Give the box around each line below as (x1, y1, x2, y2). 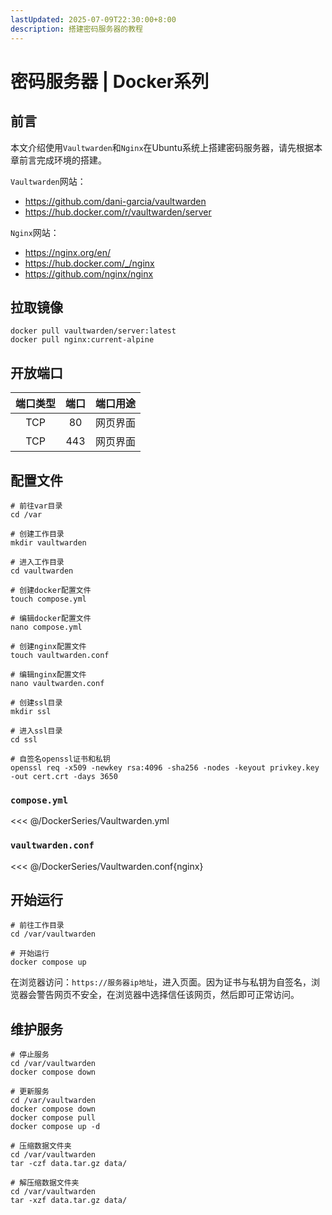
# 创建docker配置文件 (10, 585, 92, 595)
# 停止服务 (10, 1050, 50, 1060)
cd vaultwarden (10, 566, 74, 576)
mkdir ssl (10, 706, 52, 716)
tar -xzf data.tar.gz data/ (10, 1196, 128, 1206)
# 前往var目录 (10, 501, 63, 511)
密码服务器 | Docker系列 (10, 70, 210, 93)
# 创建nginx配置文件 (10, 641, 87, 651)
